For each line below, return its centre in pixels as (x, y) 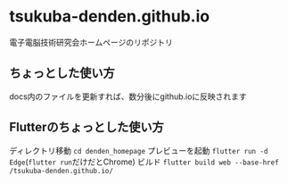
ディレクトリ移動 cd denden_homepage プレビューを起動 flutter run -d (139, 150)
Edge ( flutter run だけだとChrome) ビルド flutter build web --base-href (144, 162)
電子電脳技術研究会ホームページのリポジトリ (91, 42)
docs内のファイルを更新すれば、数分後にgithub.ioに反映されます (128, 96)
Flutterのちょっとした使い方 (87, 127)
